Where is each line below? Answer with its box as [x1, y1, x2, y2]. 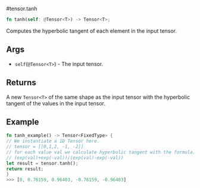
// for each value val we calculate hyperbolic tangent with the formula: [6, 149, 196, 155]
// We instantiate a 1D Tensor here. [6, 138, 100, 145]
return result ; [6, 166, 44, 172]
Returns [6, 77, 37, 88]
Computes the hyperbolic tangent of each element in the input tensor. [6, 27, 177, 35]
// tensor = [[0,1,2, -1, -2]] [6, 144, 84, 150]
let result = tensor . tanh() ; [6, 160, 79, 166]
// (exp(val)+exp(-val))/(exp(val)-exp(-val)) [6, 155, 124, 161]
